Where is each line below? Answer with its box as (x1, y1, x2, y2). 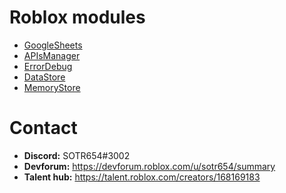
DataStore (23, 71, 66, 83)
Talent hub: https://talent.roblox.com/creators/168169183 (23, 171, 261, 183)
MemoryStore (23, 81, 81, 93)
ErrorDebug (23, 60, 73, 72)
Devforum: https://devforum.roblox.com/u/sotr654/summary (23, 160, 276, 172)
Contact (9, 117, 78, 140)
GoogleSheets (23, 39, 83, 51)
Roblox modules (9, 6, 146, 29)
